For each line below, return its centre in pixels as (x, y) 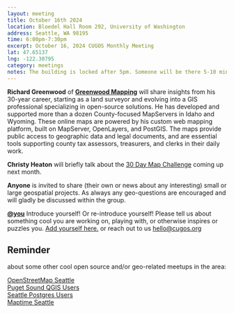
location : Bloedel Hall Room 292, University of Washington (96, 26)
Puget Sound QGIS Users (44, 288)
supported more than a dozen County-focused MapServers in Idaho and (111, 114)
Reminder (29, 250)
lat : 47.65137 (28, 53)
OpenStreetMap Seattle (41, 280)
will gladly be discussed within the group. (67, 200)
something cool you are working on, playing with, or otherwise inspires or (112, 220)
